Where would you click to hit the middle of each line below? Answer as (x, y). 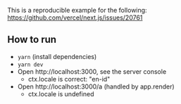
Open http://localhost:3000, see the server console (92, 71)
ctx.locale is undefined (61, 93)
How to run (32, 40)
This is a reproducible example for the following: (77, 10)
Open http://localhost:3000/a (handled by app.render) (96, 86)
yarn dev (30, 65)
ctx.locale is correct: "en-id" (69, 79)
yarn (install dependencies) (57, 56)
